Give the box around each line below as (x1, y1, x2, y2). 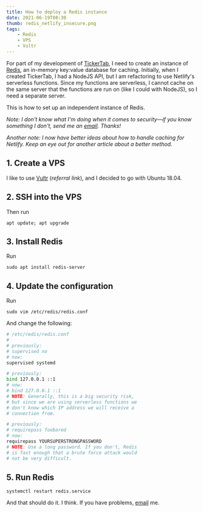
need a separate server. (6, 92, 66, 99)
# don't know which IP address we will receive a (6, 405, 135, 411)
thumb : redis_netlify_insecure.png (6, 20, 97, 26)
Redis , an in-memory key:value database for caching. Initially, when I (6, 66, 179, 73)
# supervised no (6, 348, 47, 354)
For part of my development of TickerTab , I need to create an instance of (6, 59, 188, 67)
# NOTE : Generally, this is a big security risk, (6, 393, 135, 399)
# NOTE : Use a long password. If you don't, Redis (6, 444, 137, 450)
